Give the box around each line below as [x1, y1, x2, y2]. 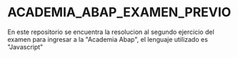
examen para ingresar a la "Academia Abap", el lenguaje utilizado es [7, 35, 209, 43]
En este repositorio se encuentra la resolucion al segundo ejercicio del [7, 28, 214, 36]
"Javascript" [7, 42, 44, 51]
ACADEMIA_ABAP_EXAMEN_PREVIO [7, 4, 232, 21]
